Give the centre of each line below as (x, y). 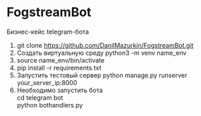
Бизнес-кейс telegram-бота (48, 32)
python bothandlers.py (50, 105)
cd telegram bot (40, 97)
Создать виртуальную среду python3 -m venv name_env (102, 53)
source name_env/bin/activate (61, 60)
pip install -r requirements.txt (59, 67)
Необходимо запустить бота (60, 90)
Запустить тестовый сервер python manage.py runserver (102, 75)
